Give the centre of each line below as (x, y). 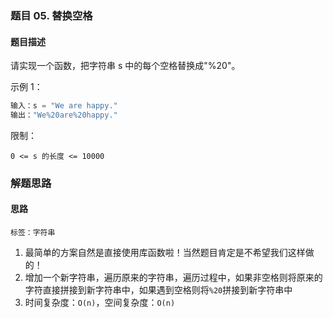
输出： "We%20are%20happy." (64, 115)
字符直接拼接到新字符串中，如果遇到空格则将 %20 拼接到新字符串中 (158, 290)
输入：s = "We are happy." (64, 106)
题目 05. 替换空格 (51, 15)
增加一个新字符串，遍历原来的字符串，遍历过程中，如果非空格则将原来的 (173, 277)
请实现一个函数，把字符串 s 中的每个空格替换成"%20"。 (125, 66)
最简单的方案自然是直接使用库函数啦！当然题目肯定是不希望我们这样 (165, 252)
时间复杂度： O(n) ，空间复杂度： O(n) (100, 302)
